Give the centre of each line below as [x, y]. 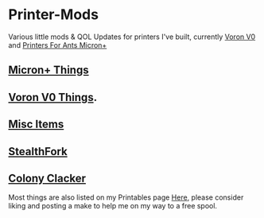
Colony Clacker [47, 178]
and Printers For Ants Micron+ [58, 45]
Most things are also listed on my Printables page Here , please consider [126, 197]
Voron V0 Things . [53, 97]
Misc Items [36, 125]
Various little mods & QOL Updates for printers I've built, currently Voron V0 [132, 37]
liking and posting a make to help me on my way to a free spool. [113, 206]
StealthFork [38, 152]
